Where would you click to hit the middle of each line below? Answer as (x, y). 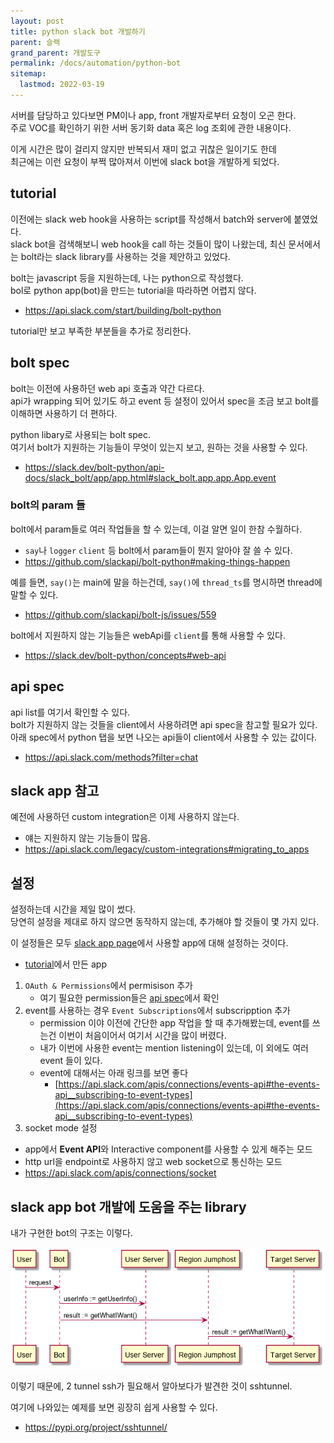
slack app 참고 (55, 791)
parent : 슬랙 (35, 42)
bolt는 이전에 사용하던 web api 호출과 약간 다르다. (107, 388)
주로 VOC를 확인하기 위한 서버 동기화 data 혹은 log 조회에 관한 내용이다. (151, 127)
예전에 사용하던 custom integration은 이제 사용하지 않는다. (125, 817)
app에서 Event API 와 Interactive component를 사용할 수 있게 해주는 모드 (168, 1149)
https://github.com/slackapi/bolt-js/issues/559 (120, 614)
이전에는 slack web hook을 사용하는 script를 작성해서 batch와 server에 (151, 219)
